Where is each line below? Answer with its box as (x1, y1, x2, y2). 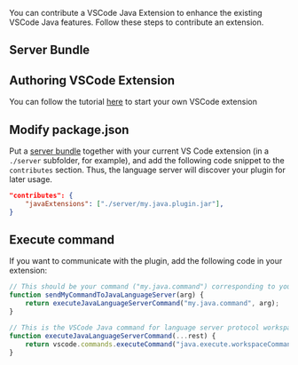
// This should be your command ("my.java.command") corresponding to (9, 282, 276, 291)
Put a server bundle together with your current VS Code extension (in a (9, 146, 269, 156)
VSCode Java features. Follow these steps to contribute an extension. (9, 17, 264, 28)
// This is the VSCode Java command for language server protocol (9, 323, 260, 332)
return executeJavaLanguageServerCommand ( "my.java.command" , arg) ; (25, 299, 279, 308)
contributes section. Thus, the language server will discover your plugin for (9, 164, 286, 176)
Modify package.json (9, 122, 129, 137)
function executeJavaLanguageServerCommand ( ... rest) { (9, 331, 216, 340)
